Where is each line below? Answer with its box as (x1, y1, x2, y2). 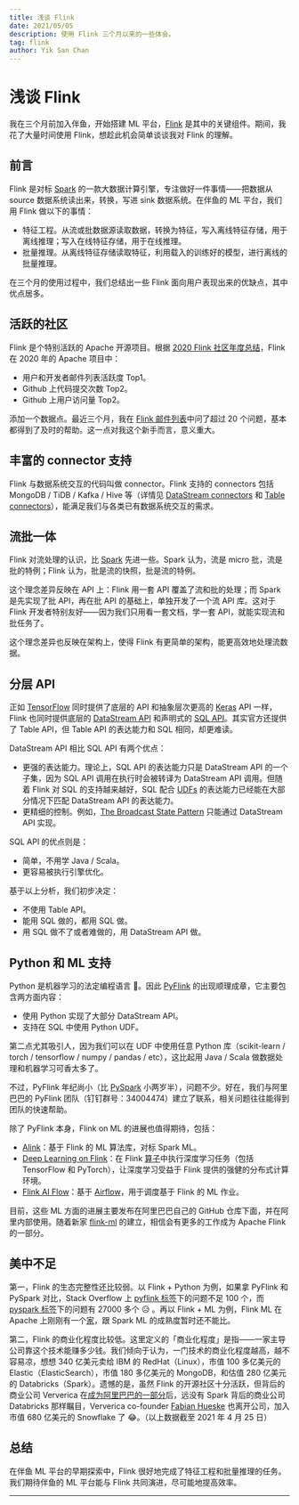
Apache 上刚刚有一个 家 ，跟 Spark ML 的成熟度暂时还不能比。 (9, 1314, 236, 1325)
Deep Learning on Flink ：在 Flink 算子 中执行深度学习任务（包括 (21, 1152, 255, 1163)
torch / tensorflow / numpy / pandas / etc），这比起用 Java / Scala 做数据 (9, 1052, 276, 1062)
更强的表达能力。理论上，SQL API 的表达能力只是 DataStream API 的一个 (21, 762, 289, 773)
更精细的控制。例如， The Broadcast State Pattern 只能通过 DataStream (21, 807, 283, 818)
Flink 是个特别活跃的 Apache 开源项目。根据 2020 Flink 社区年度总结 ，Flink (9, 342, 287, 353)
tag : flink (9, 37, 50, 47)
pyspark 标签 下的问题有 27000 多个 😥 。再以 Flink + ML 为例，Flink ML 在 (9, 1304, 283, 1314)
